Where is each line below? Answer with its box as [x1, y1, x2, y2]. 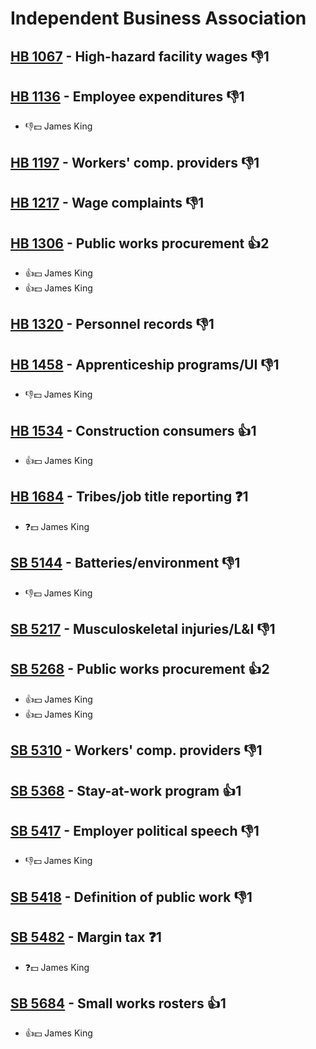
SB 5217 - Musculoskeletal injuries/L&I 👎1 [10, 621, 276, 638]
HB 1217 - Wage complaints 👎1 [10, 195, 205, 212]
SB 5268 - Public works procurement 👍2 [10, 661, 270, 678]
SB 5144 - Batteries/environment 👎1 [10, 555, 241, 572]
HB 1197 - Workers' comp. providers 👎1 [10, 154, 260, 171]
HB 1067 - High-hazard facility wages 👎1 [10, 48, 270, 65]
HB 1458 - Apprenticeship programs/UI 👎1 [10, 356, 280, 373]
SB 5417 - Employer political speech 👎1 [10, 823, 260, 839]
